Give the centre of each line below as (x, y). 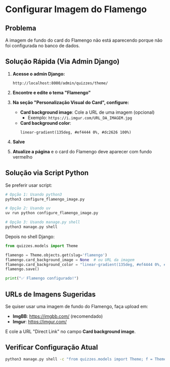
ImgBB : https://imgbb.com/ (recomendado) (58, 316)
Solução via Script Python (47, 173)
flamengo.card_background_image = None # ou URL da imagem (70, 260)
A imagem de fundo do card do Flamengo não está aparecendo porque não (84, 40)
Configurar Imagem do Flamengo (76, 9)
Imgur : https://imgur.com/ (39, 321)
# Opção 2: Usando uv (28, 208)
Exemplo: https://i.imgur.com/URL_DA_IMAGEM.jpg (80, 117)
